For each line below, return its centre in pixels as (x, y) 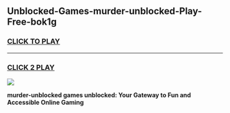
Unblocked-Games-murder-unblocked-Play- (105, 11)
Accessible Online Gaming (46, 102)
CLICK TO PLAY (34, 42)
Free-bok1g (32, 22)
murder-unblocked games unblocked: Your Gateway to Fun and (99, 95)
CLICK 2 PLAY (31, 67)
